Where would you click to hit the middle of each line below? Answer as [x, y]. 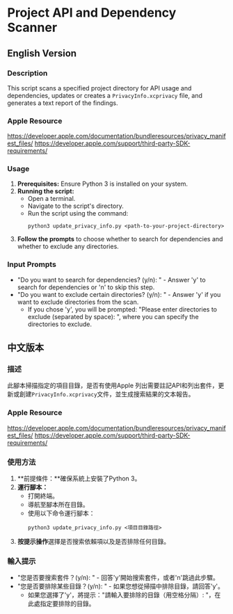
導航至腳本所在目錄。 [58, 505]
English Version [42, 53]
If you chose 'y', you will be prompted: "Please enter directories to [122, 309]
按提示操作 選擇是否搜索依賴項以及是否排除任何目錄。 [94, 542]
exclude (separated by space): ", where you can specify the [113, 316]
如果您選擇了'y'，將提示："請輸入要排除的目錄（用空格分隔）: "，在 [124, 595]
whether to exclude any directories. [68, 247]
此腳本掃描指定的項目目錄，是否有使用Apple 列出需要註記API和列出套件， [113, 386]
